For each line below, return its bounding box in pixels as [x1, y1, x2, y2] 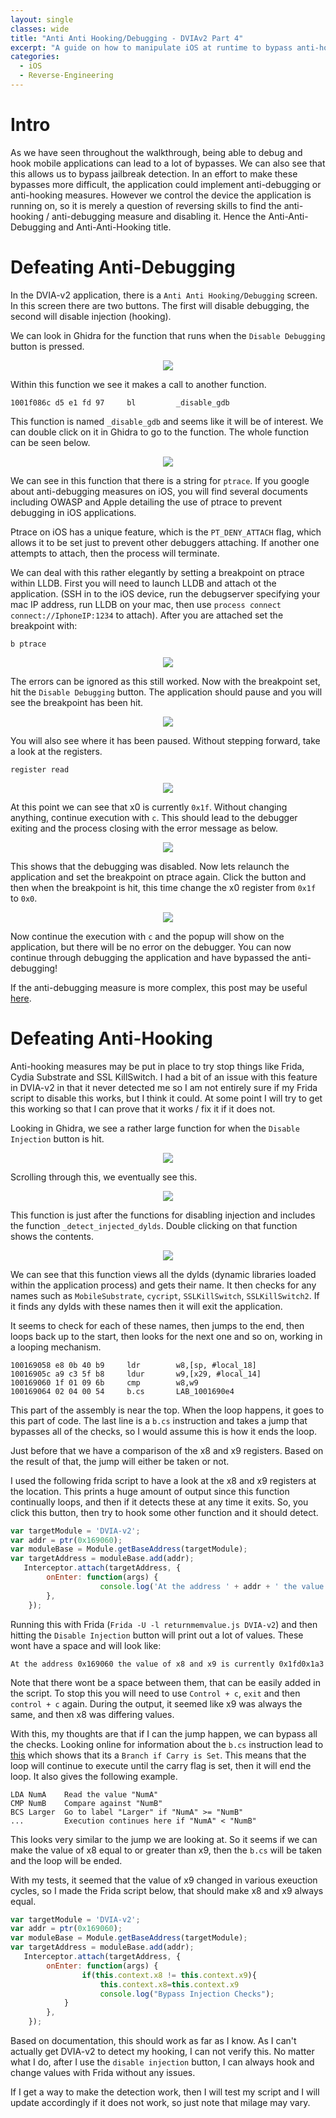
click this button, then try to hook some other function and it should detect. [10, 1506, 319, 1518]
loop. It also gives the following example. [10, 1770, 178, 1782]
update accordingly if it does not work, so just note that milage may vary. [10, 2097, 311, 2109]
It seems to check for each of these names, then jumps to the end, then [10, 1319, 305, 1331]
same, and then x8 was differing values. [10, 1708, 175, 1720]
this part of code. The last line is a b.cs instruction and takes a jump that [10, 1414, 308, 1426]
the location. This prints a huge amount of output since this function [10, 1485, 290, 1497]
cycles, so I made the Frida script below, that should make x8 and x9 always [10, 1884, 324, 1896]
